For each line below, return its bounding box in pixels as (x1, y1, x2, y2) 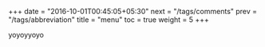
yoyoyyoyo (8, 31, 45, 39)
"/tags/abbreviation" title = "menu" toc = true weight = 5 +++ (8, 15, 210, 24)
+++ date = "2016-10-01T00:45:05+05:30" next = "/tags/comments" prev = (8, 7, 258, 16)
